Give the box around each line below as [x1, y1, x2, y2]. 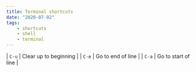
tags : [6, 20, 20, 26]
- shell [17, 31, 36, 37]
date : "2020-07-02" [6, 14, 55, 20]
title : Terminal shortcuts [6, 8, 73, 15]
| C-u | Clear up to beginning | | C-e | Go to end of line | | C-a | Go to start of [6, 53, 190, 60]
